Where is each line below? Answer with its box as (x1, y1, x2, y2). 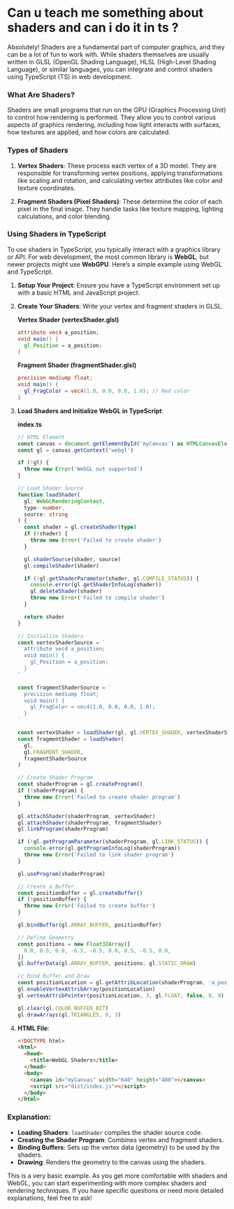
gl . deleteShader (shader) (30, 588, 103, 595)
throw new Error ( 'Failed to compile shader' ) (30, 595, 166, 602)
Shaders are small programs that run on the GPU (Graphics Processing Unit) (7, 106, 226, 114)
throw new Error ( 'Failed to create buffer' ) (24, 903, 156, 910)
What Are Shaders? (7, 89, 75, 99)
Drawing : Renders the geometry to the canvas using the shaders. (17, 1157, 206, 1166)
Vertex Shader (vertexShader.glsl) (17, 316, 119, 324)
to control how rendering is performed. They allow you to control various (7, 113, 217, 121)
